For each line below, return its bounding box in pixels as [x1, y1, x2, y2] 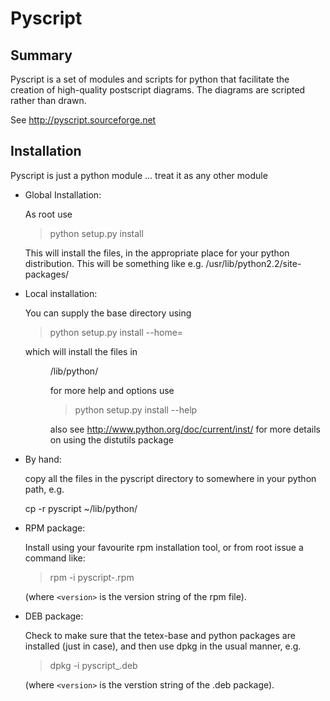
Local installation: [24, 287, 98, 299]
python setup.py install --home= [49, 326, 184, 338]
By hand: [24, 453, 62, 465]
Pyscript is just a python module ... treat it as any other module [10, 169, 268, 181]
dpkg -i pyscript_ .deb [49, 659, 138, 671]
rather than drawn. [10, 95, 87, 106]
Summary [10, 47, 73, 64]
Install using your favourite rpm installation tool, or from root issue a [24, 541, 304, 553]
